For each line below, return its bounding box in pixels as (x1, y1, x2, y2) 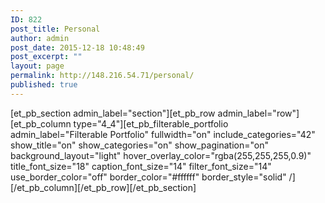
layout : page (10, 61, 65, 71)
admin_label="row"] (217, 107, 300, 119)
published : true (10, 80, 78, 90)
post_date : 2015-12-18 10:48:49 (10, 42, 145, 53)
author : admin (10, 33, 70, 43)
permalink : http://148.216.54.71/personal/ (10, 71, 195, 81)
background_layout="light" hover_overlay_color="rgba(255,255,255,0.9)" (10, 149, 312, 161)
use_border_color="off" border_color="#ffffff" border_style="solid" (10, 171, 287, 183)
